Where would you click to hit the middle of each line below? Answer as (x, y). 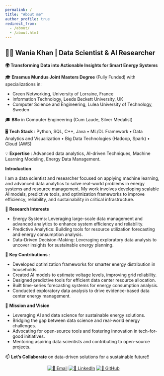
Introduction (18, 168)
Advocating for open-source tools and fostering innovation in (75, 331)
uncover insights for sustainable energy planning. (63, 245)
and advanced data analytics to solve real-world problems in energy (75, 183)
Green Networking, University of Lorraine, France (63, 94)
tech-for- (148, 331)
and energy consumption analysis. (47, 234)
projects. (21, 347)
